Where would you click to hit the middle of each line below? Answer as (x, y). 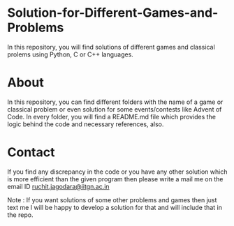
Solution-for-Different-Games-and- (113, 13)
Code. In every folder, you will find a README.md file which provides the (112, 116)
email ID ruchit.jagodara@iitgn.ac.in (58, 186)
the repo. (20, 215)
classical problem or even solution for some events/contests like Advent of (115, 109)
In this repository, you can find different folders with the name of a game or (115, 102)
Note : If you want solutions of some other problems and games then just (112, 199)
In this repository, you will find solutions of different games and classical (111, 47)
